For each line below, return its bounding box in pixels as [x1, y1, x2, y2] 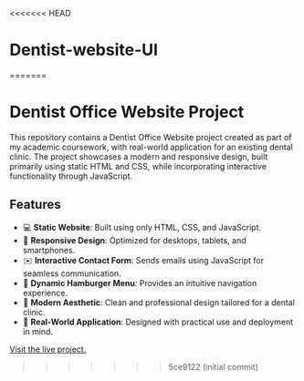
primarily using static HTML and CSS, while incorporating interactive [9, 160, 267, 171]
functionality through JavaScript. [9, 170, 133, 181]
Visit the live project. [9, 344, 87, 355]
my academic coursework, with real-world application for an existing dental [9, 141, 294, 152]
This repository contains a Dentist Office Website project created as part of [9, 131, 292, 142]
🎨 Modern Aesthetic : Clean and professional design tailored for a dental [22, 296, 295, 308]
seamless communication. [22, 268, 121, 279]
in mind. [22, 325, 53, 336]
